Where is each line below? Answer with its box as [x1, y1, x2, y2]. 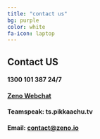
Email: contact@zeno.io [7, 124, 79, 132]
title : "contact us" [7, 10, 68, 18]
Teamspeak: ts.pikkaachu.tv [7, 107, 93, 116]
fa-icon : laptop [7, 29, 55, 37]
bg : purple [7, 17, 39, 24]
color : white [7, 23, 46, 30]
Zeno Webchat [7, 91, 51, 100]
